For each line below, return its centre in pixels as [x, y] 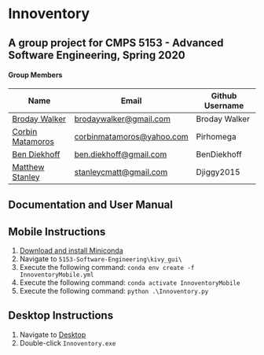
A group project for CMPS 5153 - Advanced [116, 43]
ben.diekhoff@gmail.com [121, 154]
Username [224, 105]
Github [224, 95]
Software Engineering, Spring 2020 [97, 55]
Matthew [28, 167]
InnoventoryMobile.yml [57, 275]
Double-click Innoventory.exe [68, 342]
